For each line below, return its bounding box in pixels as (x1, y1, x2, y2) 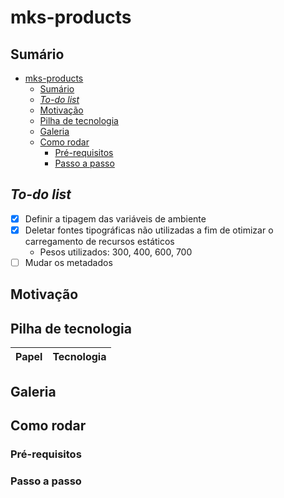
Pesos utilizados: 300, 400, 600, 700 (39, 246, 193, 258)
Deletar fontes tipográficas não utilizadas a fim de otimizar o (24, 224, 274, 236)
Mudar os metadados (24, 256, 113, 268)
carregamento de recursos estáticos (24, 235, 175, 247)
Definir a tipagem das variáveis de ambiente (24, 212, 207, 225)
